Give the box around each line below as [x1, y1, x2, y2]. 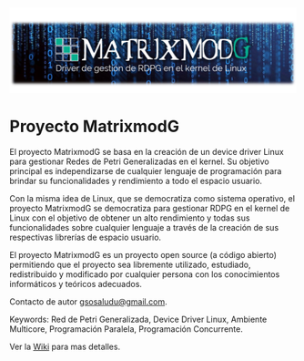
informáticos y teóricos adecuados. [9, 279, 143, 290]
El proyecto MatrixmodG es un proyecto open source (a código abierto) [9, 250, 278, 261]
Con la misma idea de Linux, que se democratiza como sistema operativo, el [9, 193, 296, 204]
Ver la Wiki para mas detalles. [9, 341, 121, 353]
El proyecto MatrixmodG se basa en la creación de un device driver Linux [9, 147, 284, 158]
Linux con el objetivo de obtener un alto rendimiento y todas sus [9, 212, 250, 223]
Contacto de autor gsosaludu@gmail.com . [9, 296, 167, 307]
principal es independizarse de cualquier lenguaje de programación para [9, 166, 282, 177]
